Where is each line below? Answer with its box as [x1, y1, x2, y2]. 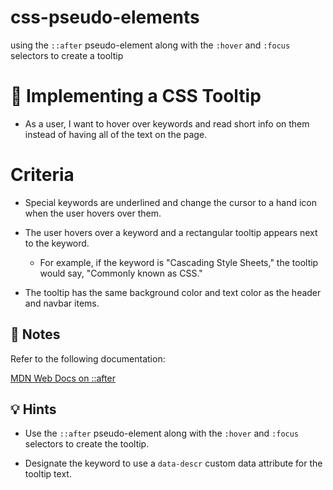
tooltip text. [24, 468, 72, 480]
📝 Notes [10, 326, 61, 343]
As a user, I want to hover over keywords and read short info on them [24, 117, 310, 130]
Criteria [10, 164, 75, 186]
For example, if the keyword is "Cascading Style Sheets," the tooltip [39, 256, 319, 268]
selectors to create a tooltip [10, 49, 124, 61]
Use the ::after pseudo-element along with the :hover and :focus [24, 427, 300, 440]
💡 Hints [10, 401, 57, 418]
